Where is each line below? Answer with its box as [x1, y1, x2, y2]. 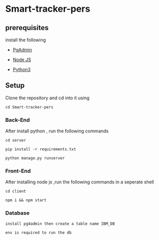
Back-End [5, 116, 30, 123]
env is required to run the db [5, 230, 72, 235]
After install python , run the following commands [5, 128, 109, 134]
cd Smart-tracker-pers [5, 104, 54, 110]
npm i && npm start [5, 198, 47, 203]
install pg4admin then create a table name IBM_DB [5, 221, 115, 226]
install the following [5, 37, 46, 43]
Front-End [5, 168, 31, 175]
